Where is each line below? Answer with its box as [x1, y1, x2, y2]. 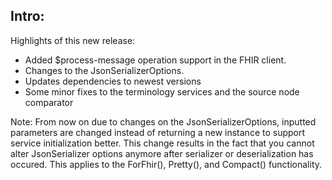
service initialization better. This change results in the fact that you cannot [10, 137, 315, 149]
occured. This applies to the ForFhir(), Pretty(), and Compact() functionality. [10, 158, 323, 170]
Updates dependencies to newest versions [24, 75, 202, 87]
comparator [24, 96, 74, 108]
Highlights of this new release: [10, 34, 136, 46]
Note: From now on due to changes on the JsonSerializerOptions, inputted [10, 115, 317, 128]
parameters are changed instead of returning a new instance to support [10, 126, 306, 138]
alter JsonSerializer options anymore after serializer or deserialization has [10, 147, 314, 159]
